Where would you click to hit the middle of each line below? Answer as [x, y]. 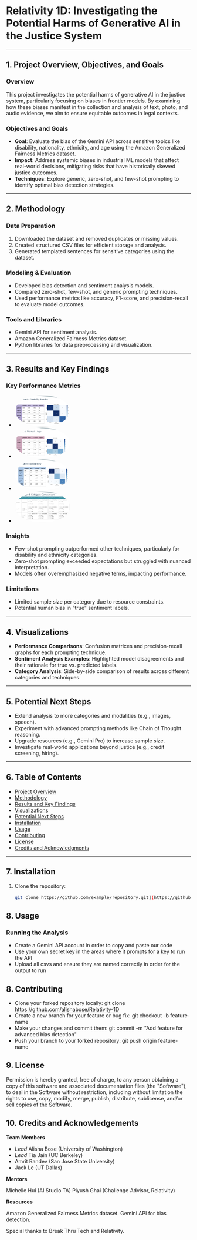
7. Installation [31, 872]
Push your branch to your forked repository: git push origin [86, 1041]
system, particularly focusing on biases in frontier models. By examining [93, 101]
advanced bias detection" [46, 1034]
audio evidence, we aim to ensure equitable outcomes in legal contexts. [93, 113]
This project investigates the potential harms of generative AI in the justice [96, 94]
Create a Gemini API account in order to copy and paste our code [94, 946]
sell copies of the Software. [39, 1105]
